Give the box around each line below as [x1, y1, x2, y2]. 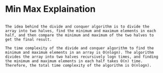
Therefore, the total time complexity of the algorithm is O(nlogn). [5, 63, 152, 68]
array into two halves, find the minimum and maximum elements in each [5, 28, 156, 33]
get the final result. [5, 37, 52, 42]
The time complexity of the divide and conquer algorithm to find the [5, 45, 154, 50]
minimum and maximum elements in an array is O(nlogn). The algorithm [5, 50, 154, 55]
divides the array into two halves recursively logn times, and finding [5, 54, 159, 59]
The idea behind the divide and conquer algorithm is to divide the [5, 24, 150, 29]
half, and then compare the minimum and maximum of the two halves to [5, 33, 154, 37]
